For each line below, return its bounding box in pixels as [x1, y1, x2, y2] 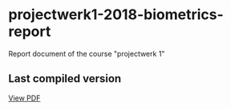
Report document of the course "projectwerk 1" [8, 49, 165, 58]
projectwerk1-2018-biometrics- [8, 6, 225, 24]
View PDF [8, 93, 41, 103]
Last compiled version [8, 72, 122, 85]
